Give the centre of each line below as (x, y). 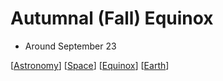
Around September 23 (70, 46)
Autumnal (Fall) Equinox (112, 18)
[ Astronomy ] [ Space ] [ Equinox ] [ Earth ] (90, 65)
